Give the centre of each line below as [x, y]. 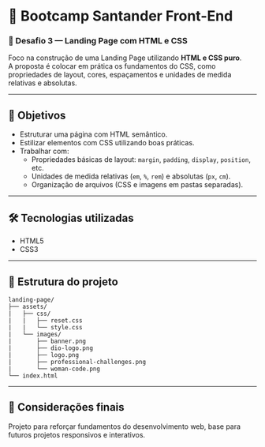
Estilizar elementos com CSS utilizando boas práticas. [107, 143]
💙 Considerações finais [66, 407]
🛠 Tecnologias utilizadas [71, 218]
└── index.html [33, 376]
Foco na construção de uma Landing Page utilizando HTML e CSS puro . [125, 58]
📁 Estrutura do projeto [63, 282]
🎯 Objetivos [37, 115]
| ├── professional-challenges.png [77, 362]
